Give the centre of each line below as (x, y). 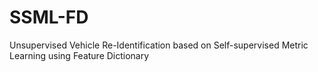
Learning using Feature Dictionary (79, 55)
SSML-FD (49, 17)
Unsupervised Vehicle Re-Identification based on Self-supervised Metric (159, 45)
